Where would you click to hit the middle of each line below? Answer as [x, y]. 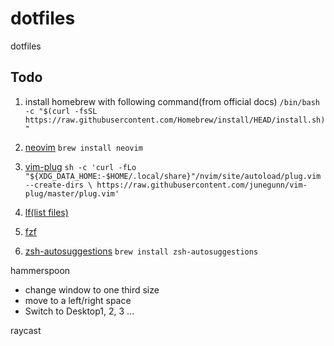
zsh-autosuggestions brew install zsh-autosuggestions [141, 251]
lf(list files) [46, 212]
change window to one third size [92, 289]
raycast [26, 330]
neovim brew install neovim [83, 147]
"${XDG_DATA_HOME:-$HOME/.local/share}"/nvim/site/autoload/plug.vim [173, 176]
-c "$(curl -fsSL [61, 111]
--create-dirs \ [58, 185]
